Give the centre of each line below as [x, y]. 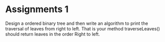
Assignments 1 [37, 9]
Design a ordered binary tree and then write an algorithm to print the [77, 23]
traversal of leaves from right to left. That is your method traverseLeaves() [83, 28]
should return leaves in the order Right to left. [53, 34]
